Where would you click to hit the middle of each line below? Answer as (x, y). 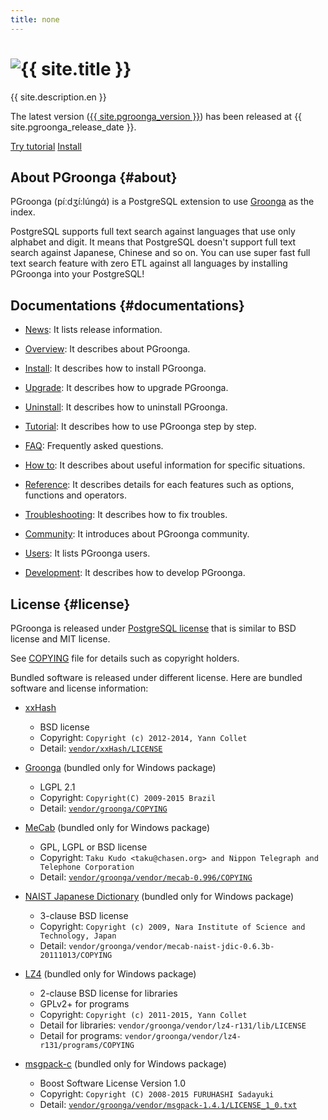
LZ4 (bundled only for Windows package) (110, 974)
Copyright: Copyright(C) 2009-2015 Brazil (128, 797)
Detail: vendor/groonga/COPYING (103, 808)
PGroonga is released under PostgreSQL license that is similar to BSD (153, 628)
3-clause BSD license (84, 915)
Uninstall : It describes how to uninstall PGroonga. (126, 407)
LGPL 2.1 (57, 787)
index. (23, 212)
